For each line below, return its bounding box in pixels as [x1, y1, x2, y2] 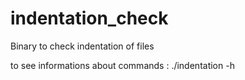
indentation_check [10, 7, 169, 30]
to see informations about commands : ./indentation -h [10, 59, 235, 71]
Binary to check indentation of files [10, 40, 155, 52]
